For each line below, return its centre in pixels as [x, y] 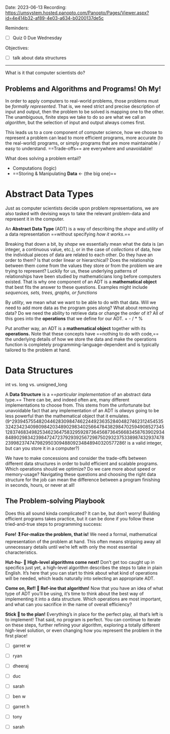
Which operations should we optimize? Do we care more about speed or [80, 469]
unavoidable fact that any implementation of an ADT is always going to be [82, 410]
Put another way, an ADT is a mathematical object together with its [75, 328]
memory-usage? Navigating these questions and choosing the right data [81, 474]
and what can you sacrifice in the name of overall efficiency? [69, 604]
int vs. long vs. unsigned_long [36, 384]
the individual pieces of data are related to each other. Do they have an [79, 255]
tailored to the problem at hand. [38, 350]
